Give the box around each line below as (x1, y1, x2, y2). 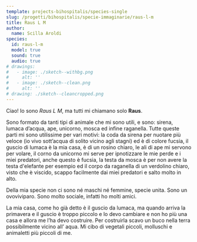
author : (6, 25, 25, 31)
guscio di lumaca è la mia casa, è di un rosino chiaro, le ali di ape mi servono (6, 143, 192, 151)
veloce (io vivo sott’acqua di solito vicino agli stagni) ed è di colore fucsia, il (6, 137, 189, 145)
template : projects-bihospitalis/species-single (6, 8, 128, 15)
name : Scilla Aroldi (11, 31, 62, 37)
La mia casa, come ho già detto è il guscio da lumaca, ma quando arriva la (6, 204, 186, 211)
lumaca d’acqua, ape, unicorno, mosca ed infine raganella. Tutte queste (6, 125, 180, 132)
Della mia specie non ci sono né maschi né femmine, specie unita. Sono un (6, 187, 188, 194)
